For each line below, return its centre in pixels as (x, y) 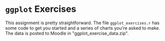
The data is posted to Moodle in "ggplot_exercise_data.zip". (67, 33)
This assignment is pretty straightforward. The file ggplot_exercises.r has (82, 23)
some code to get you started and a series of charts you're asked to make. (83, 28)
